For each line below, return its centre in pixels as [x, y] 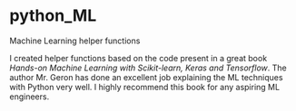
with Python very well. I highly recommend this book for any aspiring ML [144, 87]
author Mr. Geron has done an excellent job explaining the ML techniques [146, 77]
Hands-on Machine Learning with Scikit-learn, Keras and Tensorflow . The [148, 68]
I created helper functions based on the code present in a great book [138, 58]
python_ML [53, 16]
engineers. [30, 97]
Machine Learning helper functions [75, 41]
